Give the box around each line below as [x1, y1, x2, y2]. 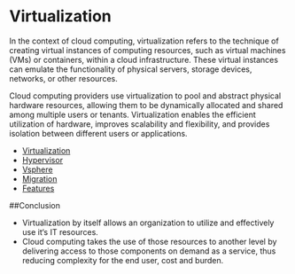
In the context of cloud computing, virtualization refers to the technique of [9, 35, 279, 46]
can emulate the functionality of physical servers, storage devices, [9, 64, 252, 74]
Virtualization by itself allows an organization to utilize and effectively [21, 217, 275, 228]
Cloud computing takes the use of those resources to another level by [21, 236, 277, 247]
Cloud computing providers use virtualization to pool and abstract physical [9, 90, 282, 101]
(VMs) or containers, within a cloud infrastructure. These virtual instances [9, 54, 279, 65]
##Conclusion [9, 200, 60, 210]
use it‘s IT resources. [21, 226, 99, 237]
